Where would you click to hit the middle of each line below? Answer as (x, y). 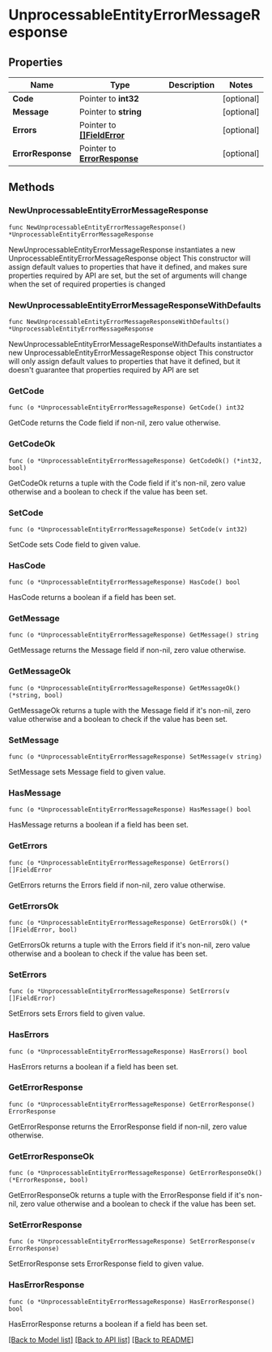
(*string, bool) (36, 695)
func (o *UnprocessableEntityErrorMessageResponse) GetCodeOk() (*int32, (136, 460)
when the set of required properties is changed (87, 284)
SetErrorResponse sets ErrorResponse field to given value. (106, 1263)
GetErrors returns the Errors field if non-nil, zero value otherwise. (117, 885)
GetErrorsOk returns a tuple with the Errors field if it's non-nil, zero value (130, 944)
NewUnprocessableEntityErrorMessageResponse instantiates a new (122, 249)
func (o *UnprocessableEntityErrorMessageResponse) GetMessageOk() (125, 688)
